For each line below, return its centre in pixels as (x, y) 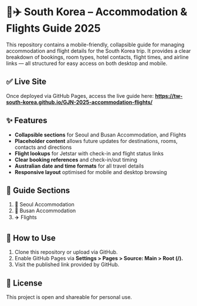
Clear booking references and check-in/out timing (76, 159)
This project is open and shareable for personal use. (69, 297)
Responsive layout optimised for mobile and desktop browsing (91, 172)
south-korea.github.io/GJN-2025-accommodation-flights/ (79, 102)
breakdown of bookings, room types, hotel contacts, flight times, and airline (97, 57)
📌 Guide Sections (38, 190)
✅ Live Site (26, 82)
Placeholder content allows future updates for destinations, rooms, (96, 141)
